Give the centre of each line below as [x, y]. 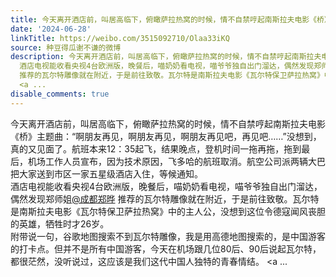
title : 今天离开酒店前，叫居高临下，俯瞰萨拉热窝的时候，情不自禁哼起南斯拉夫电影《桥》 [171, 19]
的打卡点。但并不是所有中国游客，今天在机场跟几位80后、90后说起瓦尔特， [166, 248]
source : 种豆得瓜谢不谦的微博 [66, 47]
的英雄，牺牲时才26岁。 [60, 223]
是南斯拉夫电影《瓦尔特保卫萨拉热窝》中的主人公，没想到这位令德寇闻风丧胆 [168, 211]
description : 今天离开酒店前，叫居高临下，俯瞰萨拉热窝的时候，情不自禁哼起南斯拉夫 [166, 57]
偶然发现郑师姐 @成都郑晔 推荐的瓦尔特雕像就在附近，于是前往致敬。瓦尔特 [165, 198]
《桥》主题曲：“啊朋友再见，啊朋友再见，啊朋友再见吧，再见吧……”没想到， [166, 136]
